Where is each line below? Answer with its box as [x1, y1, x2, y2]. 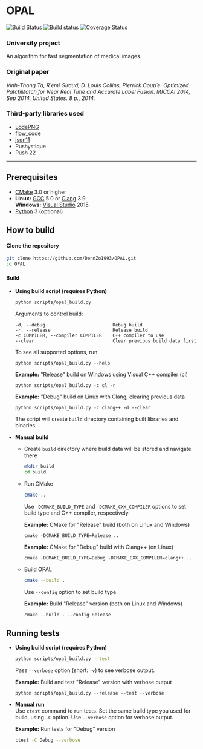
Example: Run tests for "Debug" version [14, 725, 115, 733]
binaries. [14, 422, 37, 429]
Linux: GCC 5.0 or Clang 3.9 [14, 194, 86, 202]
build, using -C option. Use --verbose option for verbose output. [14, 714, 174, 721]
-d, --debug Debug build [14, 322, 143, 328]
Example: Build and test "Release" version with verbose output [14, 679, 172, 686]
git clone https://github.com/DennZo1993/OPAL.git [6, 256, 137, 262]
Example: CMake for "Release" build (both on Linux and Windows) [24, 521, 190, 528]
